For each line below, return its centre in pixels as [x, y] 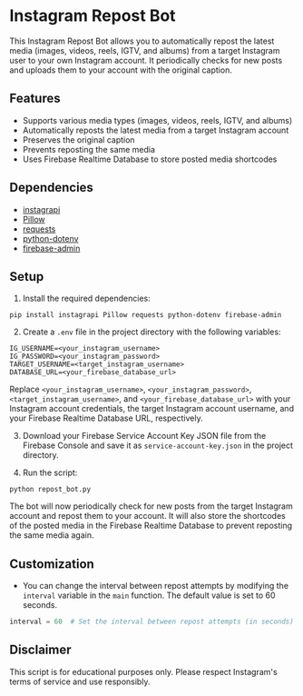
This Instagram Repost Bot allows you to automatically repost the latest [142, 41]
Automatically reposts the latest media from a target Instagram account [156, 130]
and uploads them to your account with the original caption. [121, 70]
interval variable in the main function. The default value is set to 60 [149, 595]
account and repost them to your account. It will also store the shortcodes [147, 516]
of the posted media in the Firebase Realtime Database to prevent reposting [151, 526]
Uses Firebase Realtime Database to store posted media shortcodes [150, 159]
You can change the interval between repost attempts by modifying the [155, 586]
